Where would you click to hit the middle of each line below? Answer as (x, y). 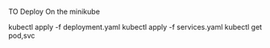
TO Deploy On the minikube (54, 12)
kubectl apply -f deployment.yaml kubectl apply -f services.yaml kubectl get (135, 27)
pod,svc (22, 36)
